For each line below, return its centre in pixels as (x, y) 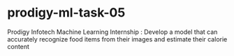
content (19, 46)
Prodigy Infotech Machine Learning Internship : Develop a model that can (112, 32)
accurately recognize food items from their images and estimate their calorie (117, 39)
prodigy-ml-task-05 (66, 13)
